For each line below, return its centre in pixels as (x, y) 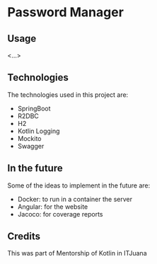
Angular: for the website (53, 207)
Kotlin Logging (39, 131)
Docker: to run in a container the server (75, 199)
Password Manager (65, 12)
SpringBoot (34, 108)
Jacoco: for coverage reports (60, 214)
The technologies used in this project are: (68, 94)
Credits (24, 237)
